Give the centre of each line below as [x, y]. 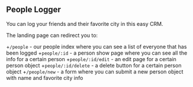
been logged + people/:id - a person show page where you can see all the [97, 53]
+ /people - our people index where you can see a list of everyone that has [96, 46]
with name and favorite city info [45, 78]
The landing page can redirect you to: [52, 35]
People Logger [33, 10]
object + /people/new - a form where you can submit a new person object [95, 71]
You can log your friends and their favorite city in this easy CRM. [85, 24]
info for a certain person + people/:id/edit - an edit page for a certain [91, 59]
